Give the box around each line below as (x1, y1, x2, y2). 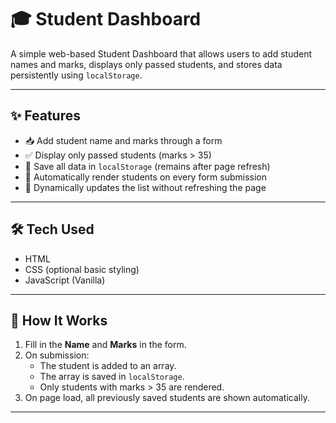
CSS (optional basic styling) (24, 263, 140, 275)
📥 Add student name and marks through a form (24, 134, 223, 146)
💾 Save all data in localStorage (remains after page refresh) (24, 160, 271, 172)
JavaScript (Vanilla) (24, 274, 106, 286)
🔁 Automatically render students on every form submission (24, 171, 268, 183)
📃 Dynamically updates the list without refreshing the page (24, 181, 267, 193)
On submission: (24, 349, 90, 361)
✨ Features (10, 107, 81, 125)
